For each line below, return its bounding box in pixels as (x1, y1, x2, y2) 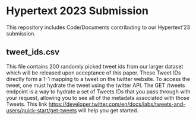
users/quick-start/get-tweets (6, 106, 77, 113)
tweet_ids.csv (6, 47, 60, 57)
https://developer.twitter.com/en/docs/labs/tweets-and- (48, 100, 186, 108)
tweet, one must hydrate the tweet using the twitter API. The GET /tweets (6, 82, 185, 89)
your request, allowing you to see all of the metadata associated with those (6, 94, 190, 101)
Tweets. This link (6, 100, 48, 108)
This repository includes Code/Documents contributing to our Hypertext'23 (6, 24, 191, 31)
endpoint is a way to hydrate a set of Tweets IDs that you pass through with (6, 87, 191, 95)
